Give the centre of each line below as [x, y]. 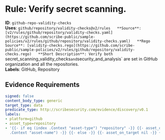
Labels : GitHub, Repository [32, 69]
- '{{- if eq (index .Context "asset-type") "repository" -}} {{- [74, 128]
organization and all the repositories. [42, 64]
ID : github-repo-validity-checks [38, 23]
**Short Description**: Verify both [75, 54]
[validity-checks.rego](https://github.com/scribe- [81, 45]
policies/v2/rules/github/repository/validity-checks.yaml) [68, 41]
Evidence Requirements [42, 85]
